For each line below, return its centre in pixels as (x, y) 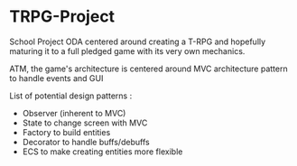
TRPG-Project (62, 17)
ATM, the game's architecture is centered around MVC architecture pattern (148, 69)
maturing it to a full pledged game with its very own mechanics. (127, 51)
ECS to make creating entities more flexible (102, 152)
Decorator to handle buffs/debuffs (86, 142)
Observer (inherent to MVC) (74, 113)
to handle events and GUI (56, 78)
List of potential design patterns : (71, 96)
